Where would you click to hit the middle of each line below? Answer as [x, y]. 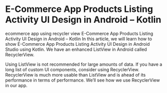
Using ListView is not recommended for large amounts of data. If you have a [84, 64]
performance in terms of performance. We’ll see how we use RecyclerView [82, 80]
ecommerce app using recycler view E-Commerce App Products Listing [79, 33]
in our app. [16, 85]
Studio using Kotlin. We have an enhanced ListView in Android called [76, 49]
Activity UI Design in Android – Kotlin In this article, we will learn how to [78, 39]
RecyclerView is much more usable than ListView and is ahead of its [75, 75]
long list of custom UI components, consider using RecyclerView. [72, 69]
